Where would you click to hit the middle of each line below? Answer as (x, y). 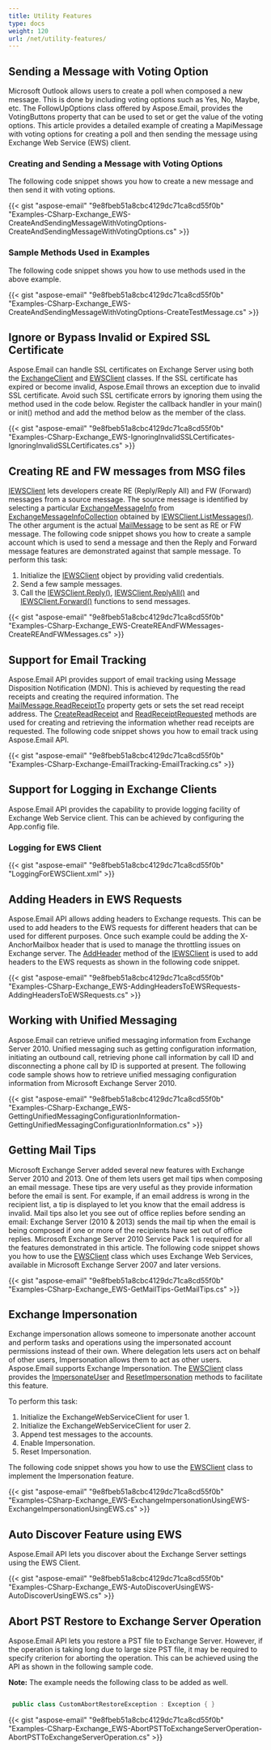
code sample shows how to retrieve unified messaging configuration (123, 1074)
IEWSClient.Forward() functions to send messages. (105, 601)
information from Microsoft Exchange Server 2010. (93, 1083)
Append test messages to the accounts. (87, 1434)
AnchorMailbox (34, 945)
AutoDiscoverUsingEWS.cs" (55, 1596)
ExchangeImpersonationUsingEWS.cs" (73, 1509)
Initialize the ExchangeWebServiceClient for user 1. (105, 1417)
